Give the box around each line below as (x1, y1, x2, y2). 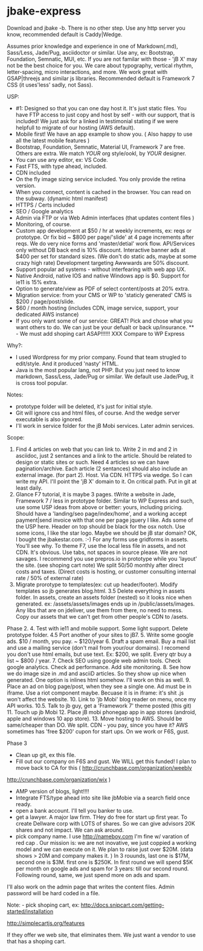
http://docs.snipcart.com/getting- (80, 901, 165, 909)
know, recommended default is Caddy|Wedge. (7, 30, 123, 38)
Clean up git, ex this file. (15, 751, 76, 758)
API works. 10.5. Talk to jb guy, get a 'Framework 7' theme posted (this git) (7, 702, 192, 709)
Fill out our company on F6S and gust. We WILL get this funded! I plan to (15, 758, 197, 765)
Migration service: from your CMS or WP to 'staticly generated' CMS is (15, 291, 192, 298)
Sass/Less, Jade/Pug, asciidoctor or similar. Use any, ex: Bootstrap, (7, 48, 175, 56)
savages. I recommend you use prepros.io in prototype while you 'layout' (15, 555, 198, 562)
